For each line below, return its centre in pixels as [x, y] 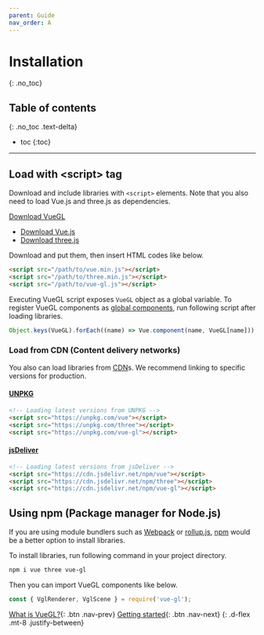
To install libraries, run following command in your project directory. [118, 556]
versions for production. [48, 376]
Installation [46, 62]
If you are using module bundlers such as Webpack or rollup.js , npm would [130, 532]
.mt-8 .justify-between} [47, 622]
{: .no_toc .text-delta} [43, 127]
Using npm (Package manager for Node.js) [115, 513]
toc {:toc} [36, 142]
